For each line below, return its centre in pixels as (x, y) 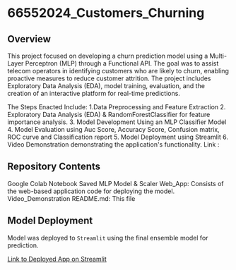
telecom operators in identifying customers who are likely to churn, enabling (118, 71)
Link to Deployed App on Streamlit (57, 259)
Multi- (218, 56)
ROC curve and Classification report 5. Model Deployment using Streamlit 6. (118, 137)
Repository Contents (54, 167)
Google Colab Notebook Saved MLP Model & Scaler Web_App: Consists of (116, 183)
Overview (29, 39)
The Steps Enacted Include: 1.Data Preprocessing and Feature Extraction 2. (117, 107)
